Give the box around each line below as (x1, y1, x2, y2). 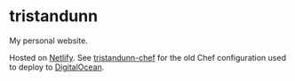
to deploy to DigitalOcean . (9, 62, 105, 72)
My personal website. (9, 35, 89, 46)
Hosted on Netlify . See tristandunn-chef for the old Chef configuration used (9, 52, 287, 63)
